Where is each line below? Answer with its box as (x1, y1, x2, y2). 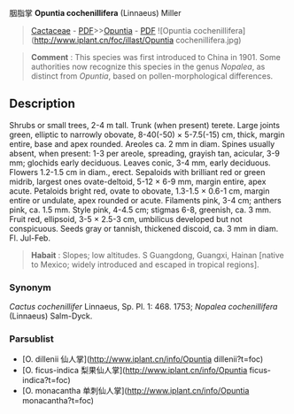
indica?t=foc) (21, 375, 71, 386)
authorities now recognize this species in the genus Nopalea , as (30, 61, 266, 72)
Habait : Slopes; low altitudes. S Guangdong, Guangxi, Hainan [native (30, 249, 285, 260)
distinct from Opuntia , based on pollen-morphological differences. (30, 71, 274, 81)
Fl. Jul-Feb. (9, 233, 51, 243)
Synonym (9, 281, 51, 294)
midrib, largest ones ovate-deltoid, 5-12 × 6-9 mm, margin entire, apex (9, 176, 267, 187)
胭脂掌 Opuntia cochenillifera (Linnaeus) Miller (9, 8, 182, 18)
